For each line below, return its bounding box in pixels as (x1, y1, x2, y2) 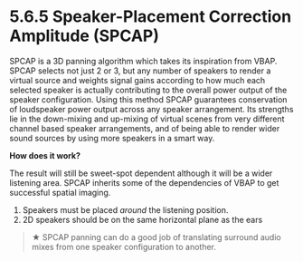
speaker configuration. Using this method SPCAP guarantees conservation (9, 93, 288, 105)
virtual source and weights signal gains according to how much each (9, 74, 266, 85)
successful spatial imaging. (9, 187, 111, 198)
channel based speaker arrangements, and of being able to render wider (9, 122, 280, 133)
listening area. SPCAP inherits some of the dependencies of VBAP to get (9, 177, 279, 188)
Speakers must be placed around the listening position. (22, 204, 229, 215)
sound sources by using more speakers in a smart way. (9, 132, 215, 143)
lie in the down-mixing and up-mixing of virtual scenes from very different (9, 113, 285, 124)
